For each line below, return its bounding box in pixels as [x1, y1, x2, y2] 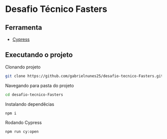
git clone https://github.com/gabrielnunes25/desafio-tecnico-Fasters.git [5, 73, 164, 78]
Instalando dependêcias [5, 101, 55, 107]
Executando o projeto [5, 51, 73, 59]
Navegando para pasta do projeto [5, 82, 74, 88]
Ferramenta [5, 23, 42, 32]
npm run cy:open [5, 129, 39, 135]
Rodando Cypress [5, 120, 42, 126]
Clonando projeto [5, 64, 41, 70]
